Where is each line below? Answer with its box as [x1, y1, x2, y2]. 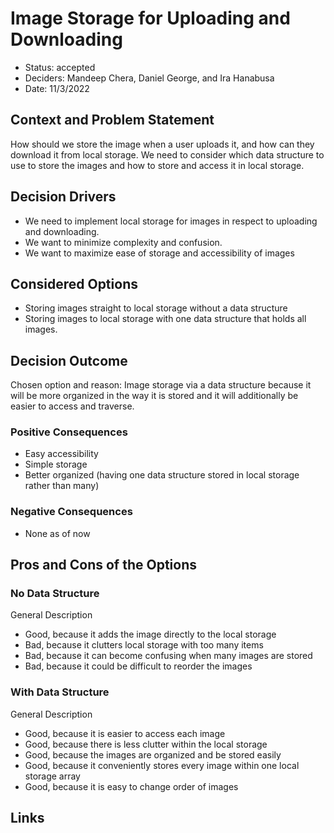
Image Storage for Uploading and [10, 7, 291, 30]
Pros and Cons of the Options [10, 557, 197, 574]
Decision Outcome [10, 352, 128, 369]
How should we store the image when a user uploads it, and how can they [10, 138, 315, 150]
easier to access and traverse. [10, 400, 135, 412]
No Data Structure [10, 587, 100, 601]
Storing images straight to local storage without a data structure [24, 302, 288, 314]
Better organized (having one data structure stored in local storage [24, 469, 300, 481]
